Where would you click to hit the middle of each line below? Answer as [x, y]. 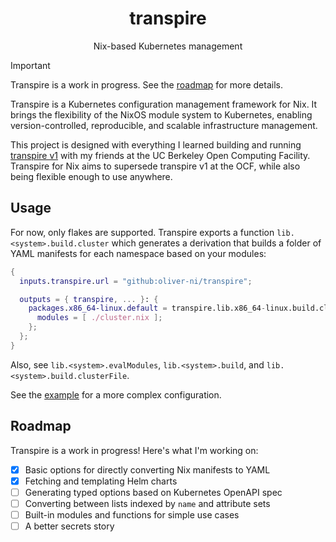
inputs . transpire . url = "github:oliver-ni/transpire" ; [136, 281]
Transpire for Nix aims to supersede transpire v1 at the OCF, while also [155, 166]
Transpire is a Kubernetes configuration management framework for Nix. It [164, 104]
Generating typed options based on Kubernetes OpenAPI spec [153, 492]
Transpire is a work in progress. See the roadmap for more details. [146, 84]
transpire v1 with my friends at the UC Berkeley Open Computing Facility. [160, 155]
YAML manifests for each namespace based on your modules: [138, 253]
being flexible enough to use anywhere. [91, 176]
